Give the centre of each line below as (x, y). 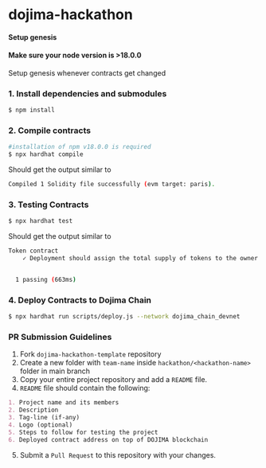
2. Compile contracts (50, 131)
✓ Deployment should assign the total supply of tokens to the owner (141, 259)
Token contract (33, 251)
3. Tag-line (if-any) (44, 418)
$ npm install (32, 110)
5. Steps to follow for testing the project (83, 432)
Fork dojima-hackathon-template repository (90, 354)
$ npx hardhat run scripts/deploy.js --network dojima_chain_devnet (124, 317)
